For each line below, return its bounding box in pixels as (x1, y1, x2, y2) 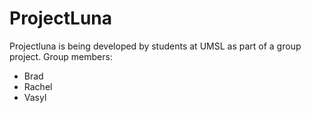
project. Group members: (9, 50, 113, 62)
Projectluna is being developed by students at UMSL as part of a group (9, 40, 302, 52)
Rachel (23, 80, 53, 92)
